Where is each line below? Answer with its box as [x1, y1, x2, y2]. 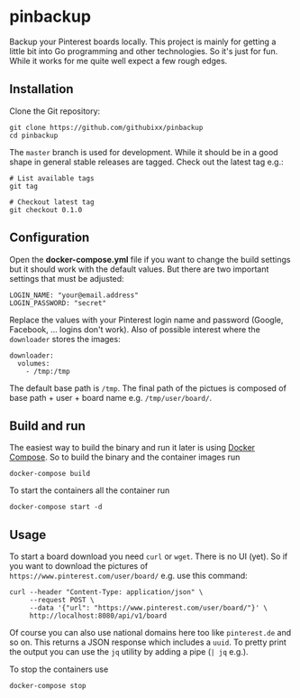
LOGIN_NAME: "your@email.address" [9, 291, 140, 300]
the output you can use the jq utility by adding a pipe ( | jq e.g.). [9, 647, 250, 657]
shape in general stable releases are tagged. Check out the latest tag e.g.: [9, 156, 284, 167]
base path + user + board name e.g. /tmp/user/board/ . [9, 392, 213, 403]
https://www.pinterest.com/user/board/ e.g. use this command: [9, 571, 248, 582]
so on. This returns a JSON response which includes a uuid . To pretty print [9, 637, 286, 647]
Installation [9, 81, 74, 97]
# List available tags [9, 173, 95, 182]
